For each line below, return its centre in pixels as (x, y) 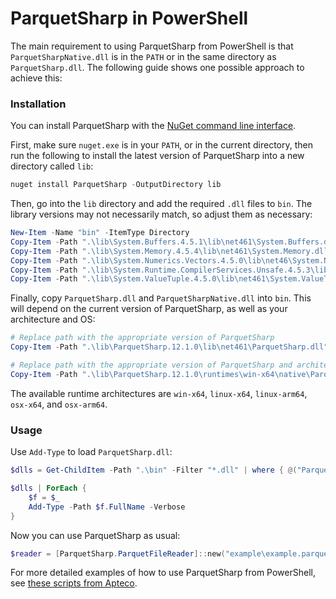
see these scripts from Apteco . (74, 583)
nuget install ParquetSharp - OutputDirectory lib (116, 185)
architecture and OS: (53, 319)
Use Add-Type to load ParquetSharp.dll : (91, 452)
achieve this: (36, 78)
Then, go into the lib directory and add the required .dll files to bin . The (161, 204)
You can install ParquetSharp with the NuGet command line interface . (153, 126)
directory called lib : (52, 166)
